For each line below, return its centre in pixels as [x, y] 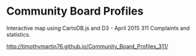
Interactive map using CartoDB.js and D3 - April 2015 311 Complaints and [98, 28]
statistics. [18, 34]
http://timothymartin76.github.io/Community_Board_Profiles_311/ [87, 46]
